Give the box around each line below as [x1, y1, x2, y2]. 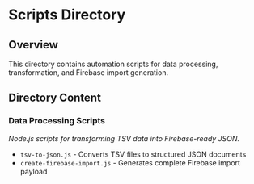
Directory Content [8, 91, 101, 105]
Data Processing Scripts [8, 115, 106, 127]
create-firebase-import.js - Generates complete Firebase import [19, 157, 241, 167]
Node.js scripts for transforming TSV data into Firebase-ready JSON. [8, 133, 240, 143]
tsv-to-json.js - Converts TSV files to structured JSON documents [19, 149, 247, 159]
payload [19, 166, 48, 176]
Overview [8, 38, 59, 52]
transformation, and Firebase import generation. [8, 68, 168, 77]
